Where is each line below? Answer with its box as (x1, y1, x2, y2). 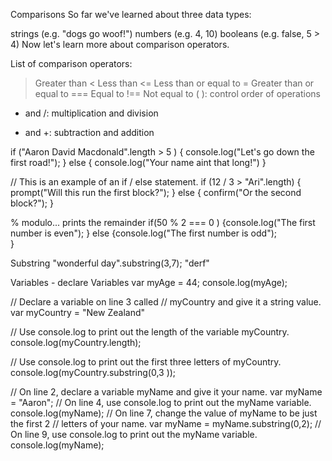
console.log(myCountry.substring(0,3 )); (10, 367, 177, 378)
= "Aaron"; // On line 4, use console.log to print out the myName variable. (10, 397, 312, 408)
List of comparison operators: (10, 58, 133, 69)
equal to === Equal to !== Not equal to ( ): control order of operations (34, 88, 321, 99)
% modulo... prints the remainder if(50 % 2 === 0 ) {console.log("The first (10, 217, 316, 228)
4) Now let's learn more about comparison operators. (10, 39, 230, 50)
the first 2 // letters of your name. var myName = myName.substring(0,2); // (10, 418, 322, 429)
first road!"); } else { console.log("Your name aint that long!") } (10, 157, 267, 168)
